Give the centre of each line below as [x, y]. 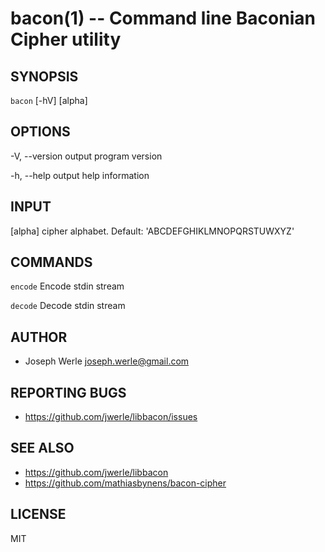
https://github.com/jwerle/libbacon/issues [111, 417]
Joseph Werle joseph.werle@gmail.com [107, 361]
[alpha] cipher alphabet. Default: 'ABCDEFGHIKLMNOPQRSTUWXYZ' [152, 231]
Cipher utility [66, 39]
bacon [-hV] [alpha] [49, 100]
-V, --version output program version [86, 156]
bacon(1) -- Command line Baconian [163, 18]
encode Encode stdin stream [67, 286]
